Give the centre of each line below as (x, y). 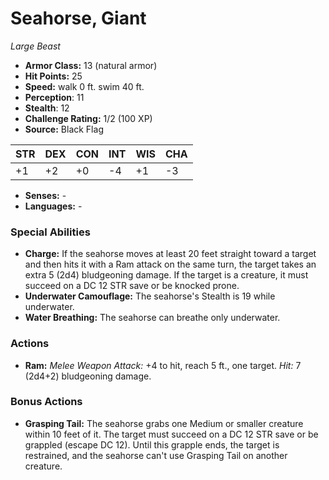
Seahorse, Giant (78, 18)
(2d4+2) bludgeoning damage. (88, 376)
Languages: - (53, 206)
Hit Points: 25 (53, 76)
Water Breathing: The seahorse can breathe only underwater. (152, 318)
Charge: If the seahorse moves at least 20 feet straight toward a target (170, 254)
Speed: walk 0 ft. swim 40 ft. (84, 86)
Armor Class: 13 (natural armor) (91, 65)
